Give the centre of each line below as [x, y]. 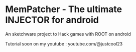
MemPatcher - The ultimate [63, 9]
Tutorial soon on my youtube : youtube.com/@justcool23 [64, 43]
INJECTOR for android [52, 20]
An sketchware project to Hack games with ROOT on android [68, 34]
